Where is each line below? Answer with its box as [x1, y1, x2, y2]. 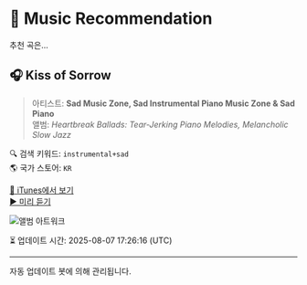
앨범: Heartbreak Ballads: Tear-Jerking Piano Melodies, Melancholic [31, 119, 290, 130]
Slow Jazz [31, 129, 71, 140]
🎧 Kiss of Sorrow [9, 68, 111, 83]
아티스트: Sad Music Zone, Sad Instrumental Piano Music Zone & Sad [31, 98, 295, 109]
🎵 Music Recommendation [9, 8, 213, 29]
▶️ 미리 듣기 [9, 195, 52, 206]
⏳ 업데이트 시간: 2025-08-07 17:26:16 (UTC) [9, 235, 173, 246]
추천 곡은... [9, 39, 48, 50]
